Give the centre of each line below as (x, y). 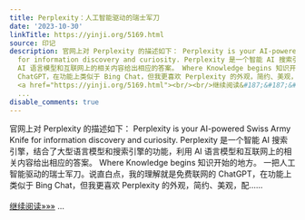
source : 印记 (33, 43)
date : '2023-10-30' (46, 26)
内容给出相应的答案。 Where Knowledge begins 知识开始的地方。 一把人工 (156, 163)
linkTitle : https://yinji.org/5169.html (87, 34)
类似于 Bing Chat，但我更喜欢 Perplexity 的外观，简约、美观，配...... (136, 186)
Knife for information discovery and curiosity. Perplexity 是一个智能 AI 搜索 (149, 140)
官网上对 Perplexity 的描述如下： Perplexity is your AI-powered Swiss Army (150, 129)
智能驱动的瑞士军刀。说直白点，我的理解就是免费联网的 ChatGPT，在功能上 (151, 174)
